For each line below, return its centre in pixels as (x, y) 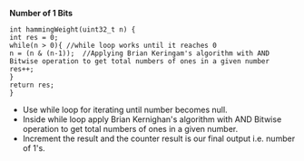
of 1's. (34, 148)
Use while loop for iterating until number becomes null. (125, 109)
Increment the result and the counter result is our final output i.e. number (159, 138)
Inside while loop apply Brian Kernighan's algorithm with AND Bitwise (152, 119)
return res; (32, 85)
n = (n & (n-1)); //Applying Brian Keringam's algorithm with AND (140, 53)
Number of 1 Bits (41, 13)
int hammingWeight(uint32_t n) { (73, 30)
